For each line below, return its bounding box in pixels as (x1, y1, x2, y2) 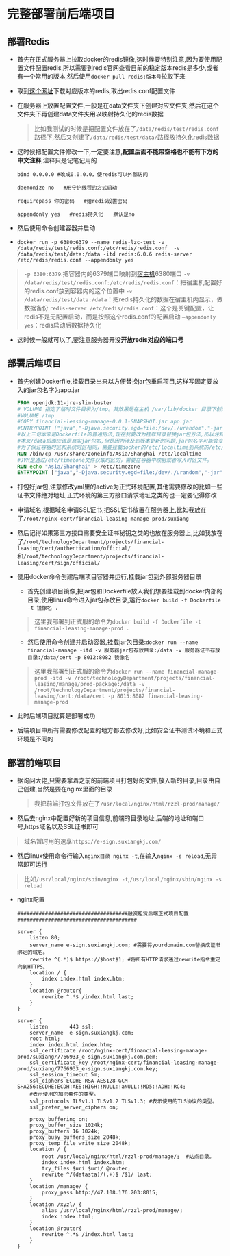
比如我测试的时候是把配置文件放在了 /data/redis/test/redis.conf (34, 125, 219, 132)
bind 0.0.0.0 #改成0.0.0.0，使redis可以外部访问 (16, 171, 149, 178)
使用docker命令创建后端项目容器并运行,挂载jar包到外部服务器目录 (16, 573, 202, 581)
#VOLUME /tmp (16, 412, 55, 419)
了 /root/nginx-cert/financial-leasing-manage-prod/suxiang (16, 515, 190, 523)
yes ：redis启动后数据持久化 (23, 321, 101, 329)
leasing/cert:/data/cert (34, 693, 105, 700)
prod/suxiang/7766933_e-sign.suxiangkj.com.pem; (16, 1053, 159, 1061)
